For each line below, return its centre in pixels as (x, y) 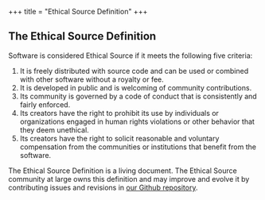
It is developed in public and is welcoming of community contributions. (136, 87)
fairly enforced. (45, 104)
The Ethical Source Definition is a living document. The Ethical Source (123, 171)
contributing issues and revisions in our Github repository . (103, 187)
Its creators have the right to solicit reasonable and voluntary (119, 138)
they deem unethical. (54, 129)
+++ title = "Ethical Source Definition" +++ (78, 12)
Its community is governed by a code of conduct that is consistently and (138, 96)
